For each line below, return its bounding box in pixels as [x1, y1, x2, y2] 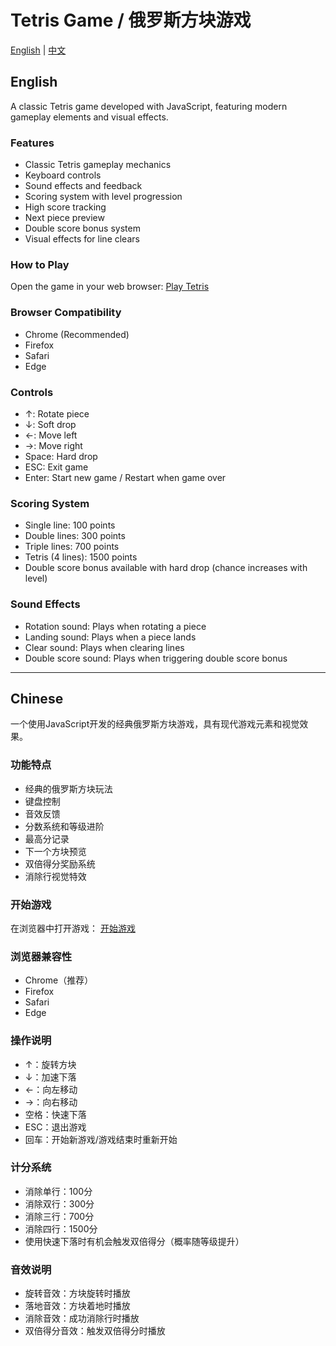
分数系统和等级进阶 [24, 820, 105, 832]
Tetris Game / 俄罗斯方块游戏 [10, 9, 252, 32]
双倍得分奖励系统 [24, 857, 96, 870]
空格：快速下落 [24, 1108, 87, 1120]
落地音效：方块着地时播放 [24, 1300, 131, 1312]
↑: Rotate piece [24, 407, 90, 420]
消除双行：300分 [24, 1197, 95, 1210]
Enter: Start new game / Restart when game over [24, 471, 227, 483]
